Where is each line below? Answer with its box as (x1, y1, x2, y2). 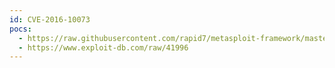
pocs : (9, 24, 32, 34)
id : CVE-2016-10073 (9, 14, 91, 25)
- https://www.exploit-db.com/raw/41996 (18, 42, 189, 53)
